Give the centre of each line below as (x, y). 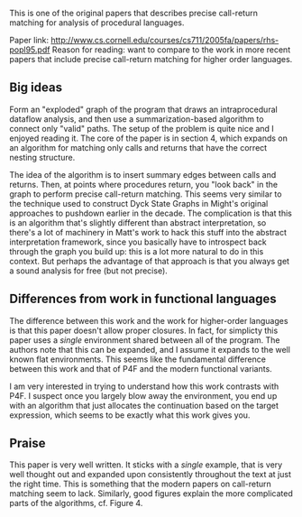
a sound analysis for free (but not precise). (89, 271)
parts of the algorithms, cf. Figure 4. (76, 503)
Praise (28, 443)
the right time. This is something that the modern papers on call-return (141, 484)
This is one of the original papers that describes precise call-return (134, 13)
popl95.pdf (30, 50)
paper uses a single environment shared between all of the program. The (145, 340)
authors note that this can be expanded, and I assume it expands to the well (150, 349)
